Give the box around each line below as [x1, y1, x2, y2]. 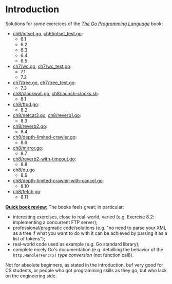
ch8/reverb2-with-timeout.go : [12, 155, 77, 162]
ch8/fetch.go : [12, 188, 42, 194]
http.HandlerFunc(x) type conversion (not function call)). [12, 252, 134, 258]
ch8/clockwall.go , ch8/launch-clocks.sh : [12, 90, 99, 96]
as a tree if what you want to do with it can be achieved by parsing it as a [12, 230, 167, 236]
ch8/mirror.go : [12, 145, 44, 151]
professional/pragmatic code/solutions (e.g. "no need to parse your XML [12, 225, 167, 231]
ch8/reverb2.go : [12, 123, 48, 129]
